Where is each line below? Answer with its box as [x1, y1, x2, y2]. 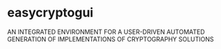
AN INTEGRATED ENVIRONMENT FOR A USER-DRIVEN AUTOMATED [7, 28, 205, 36]
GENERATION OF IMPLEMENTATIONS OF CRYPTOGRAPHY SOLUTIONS [7, 35, 214, 43]
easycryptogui [7, 5, 94, 21]
